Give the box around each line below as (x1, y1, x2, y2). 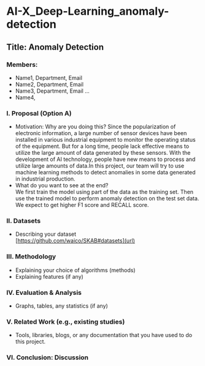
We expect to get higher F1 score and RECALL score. (15, 201, 149, 209)
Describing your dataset (15, 230, 77, 238)
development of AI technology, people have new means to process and (15, 155, 196, 163)
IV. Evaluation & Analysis (6, 288, 82, 297)
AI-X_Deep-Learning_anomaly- (6, 4, 169, 18)
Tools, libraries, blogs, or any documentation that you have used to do (15, 332, 192, 339)
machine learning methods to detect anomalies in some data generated (15, 169, 196, 176)
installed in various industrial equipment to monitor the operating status (15, 136, 196, 144)
